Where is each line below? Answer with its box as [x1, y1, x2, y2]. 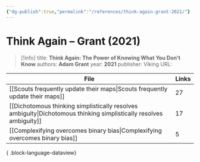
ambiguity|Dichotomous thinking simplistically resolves [9, 109, 163, 117]
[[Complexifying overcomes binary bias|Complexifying [9, 126, 162, 135]
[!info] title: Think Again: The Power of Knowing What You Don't [20, 54, 180, 61]
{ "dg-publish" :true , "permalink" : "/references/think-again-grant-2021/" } [6, 8, 190, 15]
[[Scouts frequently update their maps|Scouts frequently [9, 85, 168, 93]
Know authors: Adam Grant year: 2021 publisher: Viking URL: [20, 60, 173, 67]
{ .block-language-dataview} [6, 149, 77, 156]
